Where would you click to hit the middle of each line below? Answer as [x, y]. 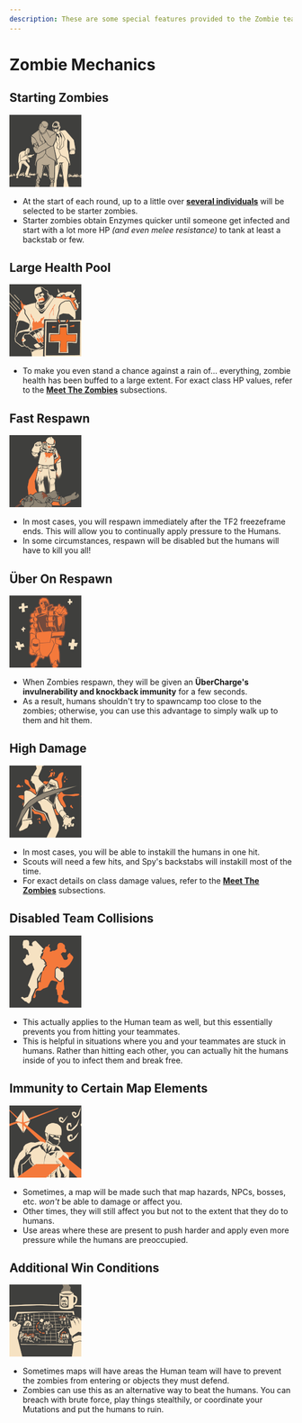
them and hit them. [57, 721]
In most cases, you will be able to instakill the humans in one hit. [141, 852]
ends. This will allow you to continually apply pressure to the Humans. [151, 531]
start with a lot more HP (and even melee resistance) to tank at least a [151, 230]
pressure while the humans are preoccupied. [105, 1239]
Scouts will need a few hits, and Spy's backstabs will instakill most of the [157, 861]
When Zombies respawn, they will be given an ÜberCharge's [135, 682]
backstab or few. [53, 240]
